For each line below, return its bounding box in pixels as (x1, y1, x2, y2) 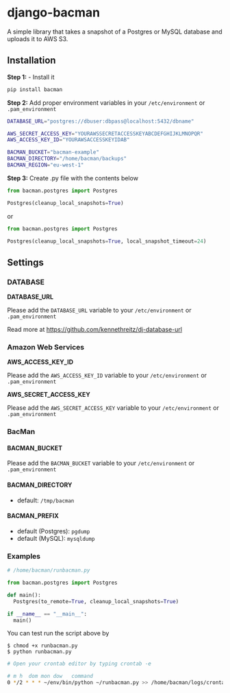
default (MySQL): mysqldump (16, 534, 95, 542)
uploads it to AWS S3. (7, 34, 68, 42)
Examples (7, 551, 41, 561)
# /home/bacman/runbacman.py (7, 567, 90, 574)
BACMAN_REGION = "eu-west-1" (7, 162, 84, 169)
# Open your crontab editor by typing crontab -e (7, 660, 152, 668)
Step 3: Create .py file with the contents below (7, 173, 139, 182)
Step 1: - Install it (7, 73, 55, 81)
